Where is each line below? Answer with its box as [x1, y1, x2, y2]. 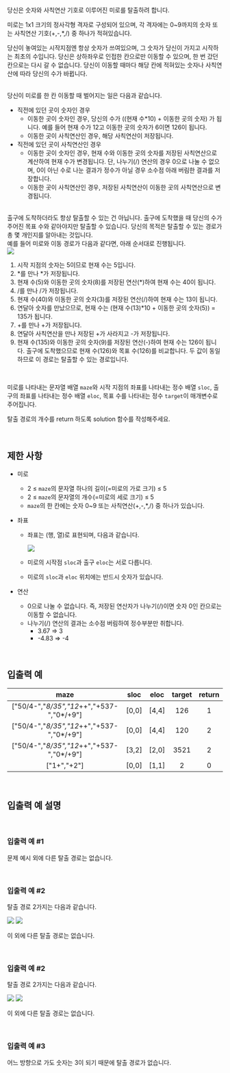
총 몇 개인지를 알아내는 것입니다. [7, 231, 94, 239]
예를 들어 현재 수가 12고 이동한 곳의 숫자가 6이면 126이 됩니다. [42, 123, 207, 131]
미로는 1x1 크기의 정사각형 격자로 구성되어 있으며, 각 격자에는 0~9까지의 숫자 [7, 21, 211, 29]
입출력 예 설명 [7, 800, 62, 811]
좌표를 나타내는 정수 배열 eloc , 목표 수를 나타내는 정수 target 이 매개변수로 [19, 392, 218, 400]
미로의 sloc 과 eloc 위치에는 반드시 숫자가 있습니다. [27, 573, 164, 581]
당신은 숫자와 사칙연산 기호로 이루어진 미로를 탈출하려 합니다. [7, 6, 170, 14]
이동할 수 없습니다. [27, 610, 77, 619]
